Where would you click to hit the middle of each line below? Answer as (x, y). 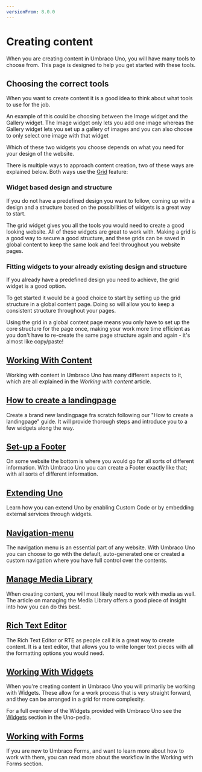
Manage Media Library (49, 579)
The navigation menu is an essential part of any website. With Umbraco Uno (101, 547)
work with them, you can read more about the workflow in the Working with (100, 758)
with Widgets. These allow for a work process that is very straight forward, (99, 693)
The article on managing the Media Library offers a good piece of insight (96, 600)
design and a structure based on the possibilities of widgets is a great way (99, 207)
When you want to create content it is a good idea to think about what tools (99, 98)
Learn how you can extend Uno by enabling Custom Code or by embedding (100, 508)
